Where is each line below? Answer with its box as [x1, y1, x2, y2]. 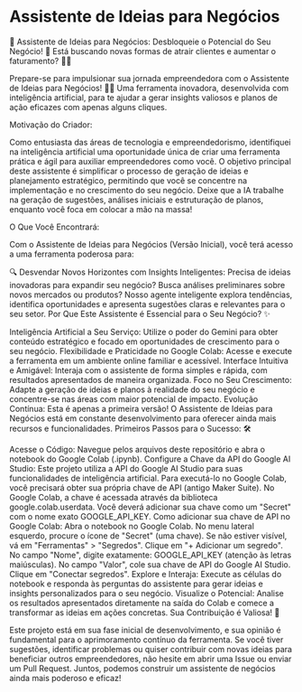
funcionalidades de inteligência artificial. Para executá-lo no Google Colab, [9, 472, 287, 483]
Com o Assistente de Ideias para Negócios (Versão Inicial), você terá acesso [9, 238, 294, 249]
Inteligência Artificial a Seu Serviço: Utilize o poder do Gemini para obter [9, 326, 279, 337]
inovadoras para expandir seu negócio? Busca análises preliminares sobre [9, 279, 286, 290]
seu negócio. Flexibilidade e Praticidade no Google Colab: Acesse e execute [9, 345, 293, 356]
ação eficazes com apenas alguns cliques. [9, 101, 168, 112]
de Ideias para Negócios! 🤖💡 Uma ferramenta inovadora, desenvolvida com [9, 82, 289, 93]
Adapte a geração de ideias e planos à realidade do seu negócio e [9, 384, 255, 395]
